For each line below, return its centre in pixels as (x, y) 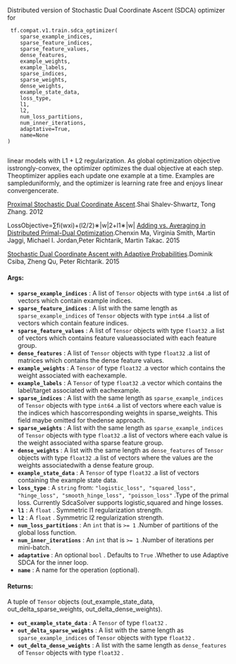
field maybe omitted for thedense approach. (81, 420)
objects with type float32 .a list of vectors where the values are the (115, 458)
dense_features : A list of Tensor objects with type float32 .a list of (114, 353)
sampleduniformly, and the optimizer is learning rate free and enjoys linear (115, 183)
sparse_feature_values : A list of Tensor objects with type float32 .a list (121, 331)
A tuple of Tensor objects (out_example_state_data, (81, 602)
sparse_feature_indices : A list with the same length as (98, 308)
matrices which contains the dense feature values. (91, 361)
